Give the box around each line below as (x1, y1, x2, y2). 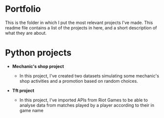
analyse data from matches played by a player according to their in (19, 102, 154, 108)
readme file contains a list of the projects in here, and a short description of (5, 24, 158, 30)
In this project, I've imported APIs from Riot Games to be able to (19, 97, 148, 103)
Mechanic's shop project (12, 63, 65, 69)
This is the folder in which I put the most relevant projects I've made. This (5, 20, 153, 25)
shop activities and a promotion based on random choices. (19, 78, 138, 84)
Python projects (5, 47, 72, 58)
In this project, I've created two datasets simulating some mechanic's (19, 72, 159, 79)
